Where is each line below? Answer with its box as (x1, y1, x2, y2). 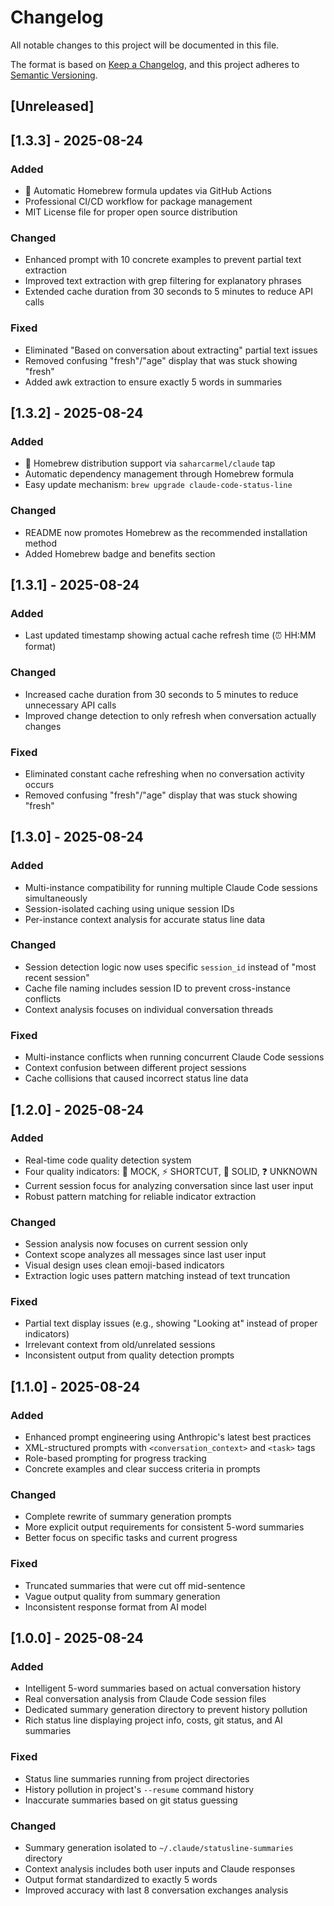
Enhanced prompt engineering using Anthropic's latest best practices (24, 1431, 312, 1443)
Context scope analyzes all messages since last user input (24, 1249, 267, 1261)
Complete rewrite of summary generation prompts (24, 1511, 232, 1523)
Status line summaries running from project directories (24, 1772, 250, 1785)
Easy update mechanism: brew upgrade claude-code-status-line (24, 479, 293, 491)
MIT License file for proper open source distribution (24, 206, 238, 218)
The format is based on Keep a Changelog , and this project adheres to (10, 58, 300, 70)
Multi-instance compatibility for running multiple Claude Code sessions (24, 881, 318, 893)
